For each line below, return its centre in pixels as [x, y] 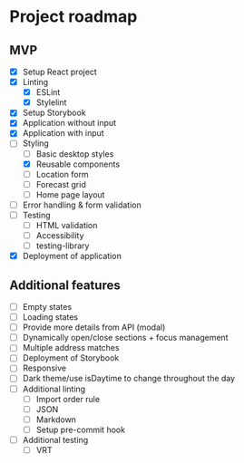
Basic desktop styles [75, 154]
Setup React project [59, 72]
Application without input [69, 123]
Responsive [44, 368]
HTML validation [67, 225]
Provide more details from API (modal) [94, 327]
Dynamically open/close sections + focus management [125, 338]
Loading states [50, 317]
